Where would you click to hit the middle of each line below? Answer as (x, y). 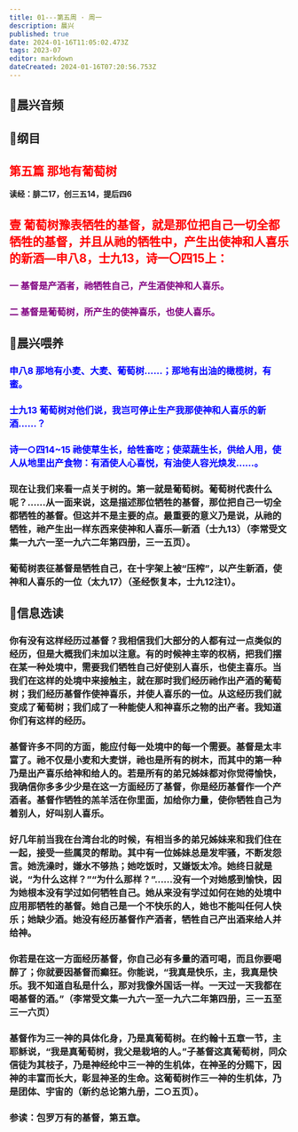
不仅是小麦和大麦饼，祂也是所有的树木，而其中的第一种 (164, 760)
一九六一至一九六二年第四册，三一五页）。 (107, 542)
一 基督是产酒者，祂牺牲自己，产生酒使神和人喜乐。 (119, 285)
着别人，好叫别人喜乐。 (59, 813)
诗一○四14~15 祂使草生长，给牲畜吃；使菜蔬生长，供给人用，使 (145, 450)
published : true (39, 34)
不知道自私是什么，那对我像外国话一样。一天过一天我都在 (159, 985)
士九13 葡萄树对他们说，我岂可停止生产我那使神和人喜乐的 (133, 410)
